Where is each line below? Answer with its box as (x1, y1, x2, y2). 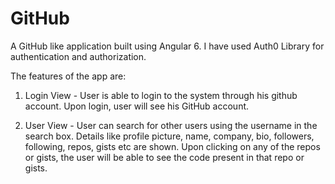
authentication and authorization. (10, 50, 147, 62)
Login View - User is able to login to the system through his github (24, 89, 298, 101)
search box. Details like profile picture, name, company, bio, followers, (24, 130, 315, 142)
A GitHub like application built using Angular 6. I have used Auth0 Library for (10, 40, 325, 52)
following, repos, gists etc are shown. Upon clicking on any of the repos (24, 140, 321, 152)
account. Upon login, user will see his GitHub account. (24, 100, 250, 112)
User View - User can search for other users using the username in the (24, 119, 318, 131)
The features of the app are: (10, 70, 127, 82)
